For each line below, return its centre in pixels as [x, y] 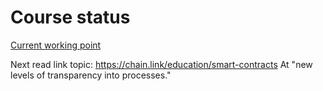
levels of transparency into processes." [91, 75]
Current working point [56, 45]
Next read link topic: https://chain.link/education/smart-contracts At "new [161, 64]
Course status [70, 17]
